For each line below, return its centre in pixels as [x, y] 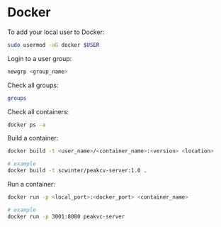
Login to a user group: [40, 58]
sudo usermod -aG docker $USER [53, 45]
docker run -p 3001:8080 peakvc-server [66, 216]
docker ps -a [27, 125]
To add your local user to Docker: [56, 32]
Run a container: [31, 184]
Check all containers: [38, 111]
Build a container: [33, 138]
